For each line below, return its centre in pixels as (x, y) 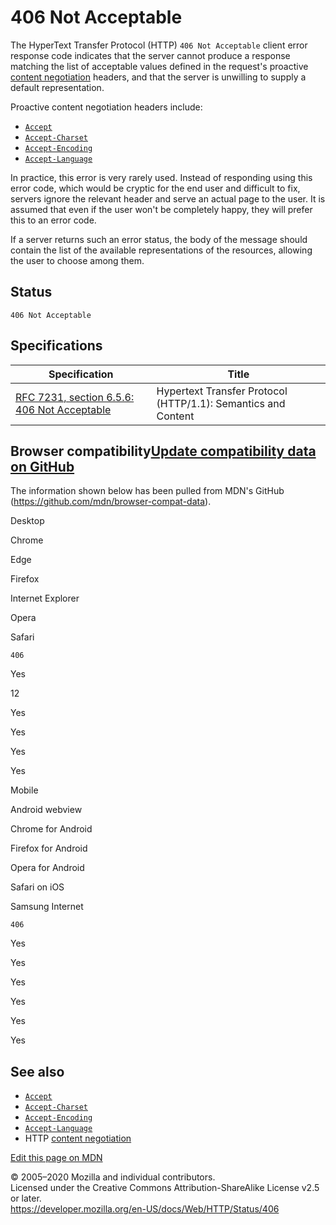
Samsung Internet (47, 907)
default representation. (57, 87)
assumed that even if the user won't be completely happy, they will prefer (161, 209)
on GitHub (42, 466)
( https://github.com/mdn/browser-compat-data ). (111, 502)
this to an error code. (53, 220)
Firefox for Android (49, 848)
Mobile (24, 790)
